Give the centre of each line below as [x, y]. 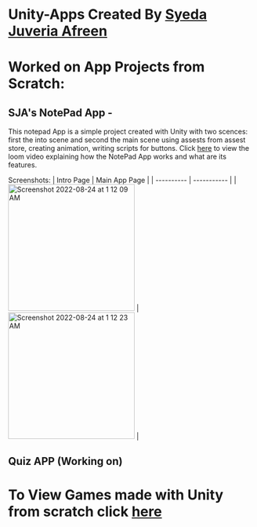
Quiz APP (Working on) [65, 461]
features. [23, 165]
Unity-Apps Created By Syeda [108, 15]
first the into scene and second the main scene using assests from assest [127, 140]
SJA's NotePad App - [60, 113]
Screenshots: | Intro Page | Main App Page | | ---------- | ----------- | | [122, 180]
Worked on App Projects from [107, 67]
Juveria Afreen [58, 31]
